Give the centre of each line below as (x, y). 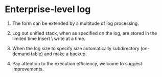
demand (21, 54)
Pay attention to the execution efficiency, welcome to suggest (77, 63)
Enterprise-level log (48, 9)
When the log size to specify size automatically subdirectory (76, 48)
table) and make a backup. (59, 54)
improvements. (28, 69)
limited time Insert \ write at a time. (49, 38)
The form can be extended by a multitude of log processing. (75, 23)
